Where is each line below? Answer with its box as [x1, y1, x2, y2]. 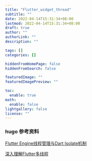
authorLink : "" [5, 35, 36, 40]
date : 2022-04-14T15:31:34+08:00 [5, 16, 74, 21]
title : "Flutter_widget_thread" [5, 7, 71, 12]
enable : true [9, 93, 36, 98]
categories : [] [5, 53, 36, 57]
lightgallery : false [5, 107, 48, 111]
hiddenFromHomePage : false [5, 61, 61, 66]
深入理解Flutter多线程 [5, 151, 49, 157]
